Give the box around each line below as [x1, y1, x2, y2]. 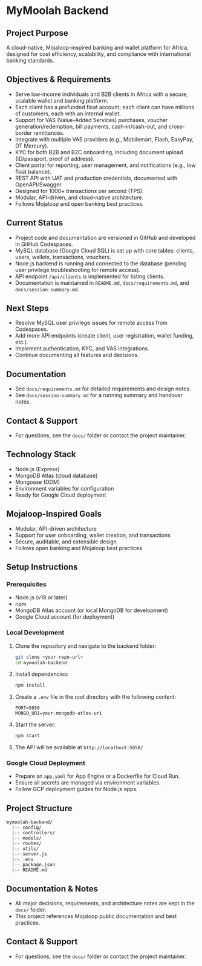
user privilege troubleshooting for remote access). [15, 266, 141, 273]
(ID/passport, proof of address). [15, 155, 95, 162]
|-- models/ [11, 835, 42, 842]
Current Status [6, 218, 64, 228]
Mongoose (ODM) [15, 478, 60, 486]
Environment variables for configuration [15, 485, 114, 492]
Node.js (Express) [15, 465, 60, 472]
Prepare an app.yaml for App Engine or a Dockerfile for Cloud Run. [15, 772, 180, 780]
